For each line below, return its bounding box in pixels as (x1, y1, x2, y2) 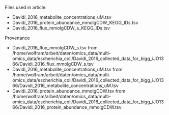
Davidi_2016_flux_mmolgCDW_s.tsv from (12, 45, 98, 50)
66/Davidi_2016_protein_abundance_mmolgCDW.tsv (12, 104, 122, 110)
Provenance (5, 35, 30, 41)
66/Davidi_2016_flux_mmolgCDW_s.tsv (12, 61, 94, 67)
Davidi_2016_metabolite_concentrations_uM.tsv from (12, 66, 123, 72)
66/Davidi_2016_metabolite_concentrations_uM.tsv (12, 82, 119, 89)
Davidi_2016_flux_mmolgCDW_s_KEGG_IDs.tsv (12, 25, 110, 31)
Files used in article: (5, 5, 47, 10)
